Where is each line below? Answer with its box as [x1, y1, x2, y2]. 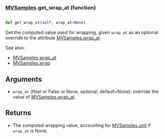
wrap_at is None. [12, 127, 48, 134]
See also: [5, 45, 25, 51]
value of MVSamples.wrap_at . [12, 94, 76, 100]
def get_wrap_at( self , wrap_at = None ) [5, 20, 86, 26]
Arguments [5, 75, 43, 83]
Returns [5, 109, 32, 118]
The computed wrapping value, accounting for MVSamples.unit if [12, 122, 151, 128]
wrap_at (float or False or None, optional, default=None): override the [12, 88, 159, 95]
